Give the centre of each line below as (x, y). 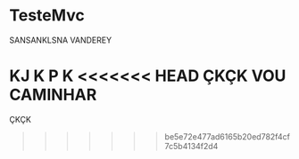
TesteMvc (47, 16)
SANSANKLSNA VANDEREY (61, 40)
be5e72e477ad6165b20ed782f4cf (227, 136)
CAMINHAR (53, 95)
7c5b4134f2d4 (191, 146)
